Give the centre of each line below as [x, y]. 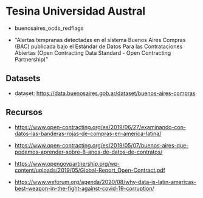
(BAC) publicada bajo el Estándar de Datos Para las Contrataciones [98, 46]
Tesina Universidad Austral [76, 11]
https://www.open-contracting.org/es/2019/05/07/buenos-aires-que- [101, 145]
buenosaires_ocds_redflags [49, 28]
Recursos [24, 112]
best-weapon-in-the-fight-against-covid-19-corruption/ [84, 188]
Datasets [23, 78]
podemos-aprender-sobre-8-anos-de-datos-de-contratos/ [88, 152]
